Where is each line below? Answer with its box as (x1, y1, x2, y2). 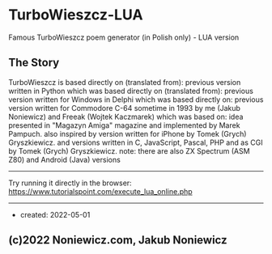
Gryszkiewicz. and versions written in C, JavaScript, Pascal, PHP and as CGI (8, 138, 263, 147)
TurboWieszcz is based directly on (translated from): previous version (8, 77, 241, 87)
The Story (8, 56, 60, 70)
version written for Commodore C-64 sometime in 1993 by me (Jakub (8, 103, 241, 112)
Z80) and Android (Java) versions (8, 155, 121, 164)
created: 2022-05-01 (19, 210, 91, 219)
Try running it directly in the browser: (8, 178, 132, 188)
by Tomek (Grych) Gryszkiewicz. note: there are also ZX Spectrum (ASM (8, 146, 250, 155)
